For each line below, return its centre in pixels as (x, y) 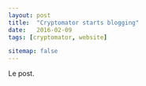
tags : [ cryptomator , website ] (58, 37)
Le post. (21, 73)
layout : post (30, 15)
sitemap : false (33, 52)
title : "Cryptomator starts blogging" (74, 23)
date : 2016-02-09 (40, 30)
